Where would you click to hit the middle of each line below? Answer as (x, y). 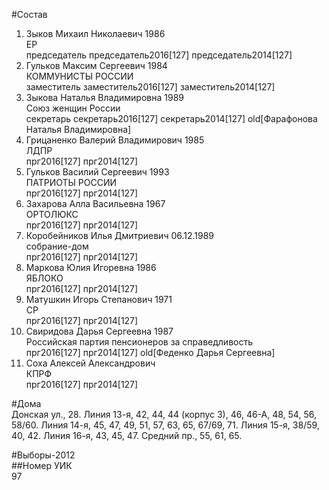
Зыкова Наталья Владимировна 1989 (104, 97)
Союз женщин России (73, 108)
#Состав (29, 14)
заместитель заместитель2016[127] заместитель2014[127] (150, 87)
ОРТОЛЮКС (52, 214)
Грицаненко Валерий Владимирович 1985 (115, 140)
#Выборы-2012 (43, 455)
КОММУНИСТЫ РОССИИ (79, 76)
